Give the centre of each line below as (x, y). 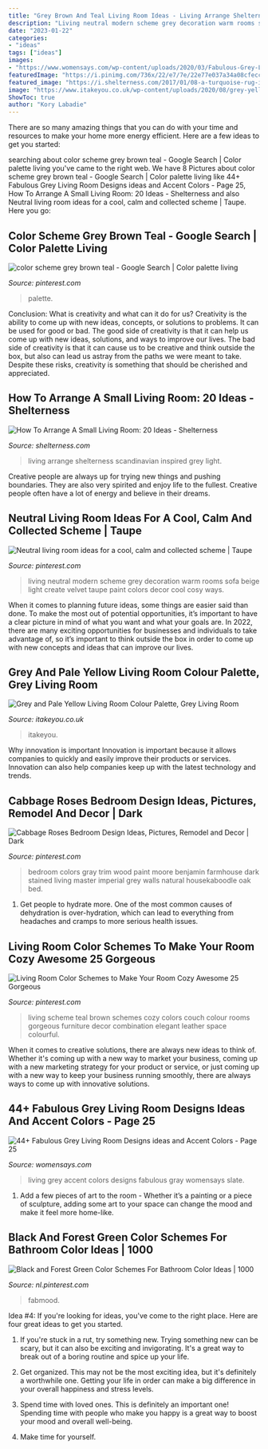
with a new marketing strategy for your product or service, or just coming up (134, 1067)
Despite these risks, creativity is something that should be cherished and (128, 365)
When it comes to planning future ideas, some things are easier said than (128, 605)
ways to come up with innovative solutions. (79, 1084)
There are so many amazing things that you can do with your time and (123, 128)
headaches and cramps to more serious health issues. (109, 922)
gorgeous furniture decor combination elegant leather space (127, 1026)
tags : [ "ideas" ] (35, 53)
